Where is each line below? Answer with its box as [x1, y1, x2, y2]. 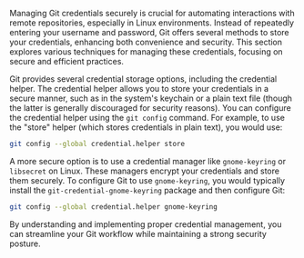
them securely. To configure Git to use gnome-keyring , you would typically [9, 174, 285, 185]
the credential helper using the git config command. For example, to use [9, 113, 285, 123]
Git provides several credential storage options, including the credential [9, 74, 278, 84]
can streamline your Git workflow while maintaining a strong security [9, 228, 267, 239]
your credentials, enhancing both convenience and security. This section [9, 36, 283, 47]
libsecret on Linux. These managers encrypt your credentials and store [9, 165, 280, 176]
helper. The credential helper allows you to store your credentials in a [9, 84, 269, 94]
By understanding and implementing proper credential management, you [9, 218, 282, 230]
